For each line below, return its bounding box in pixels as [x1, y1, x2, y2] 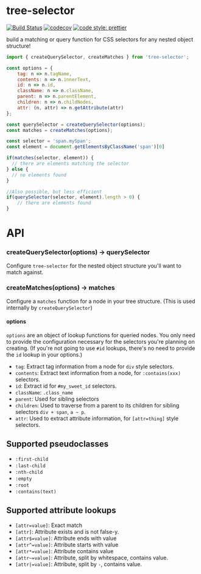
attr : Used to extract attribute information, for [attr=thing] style [15, 415, 178, 422]
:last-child [15, 462, 46, 469]
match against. [6, 268, 44, 275]
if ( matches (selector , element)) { [6, 155, 94, 161]
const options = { [6, 65, 53, 71]
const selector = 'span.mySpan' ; [6, 138, 91, 144]
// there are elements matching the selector [12, 161, 130, 167]
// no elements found [12, 172, 67, 178]
